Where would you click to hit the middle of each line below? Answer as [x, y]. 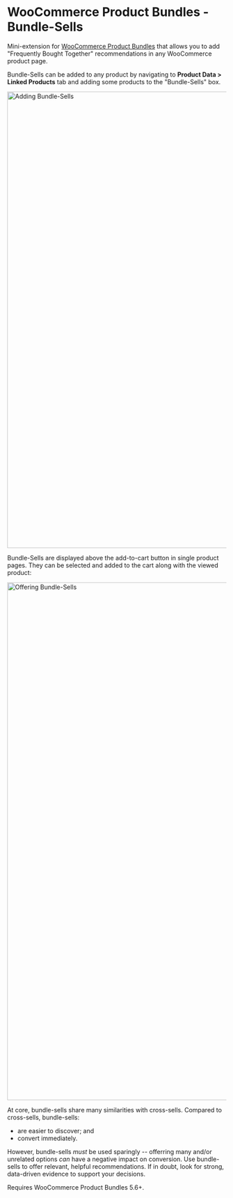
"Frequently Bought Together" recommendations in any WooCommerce [110, 54]
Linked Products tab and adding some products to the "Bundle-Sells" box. [114, 81]
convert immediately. [47, 1138]
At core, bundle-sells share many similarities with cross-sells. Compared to [115, 1110]
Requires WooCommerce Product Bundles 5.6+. [76, 1187]
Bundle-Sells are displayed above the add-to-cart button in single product [113, 558]
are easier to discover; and [56, 1130]
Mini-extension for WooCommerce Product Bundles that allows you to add [114, 46]
